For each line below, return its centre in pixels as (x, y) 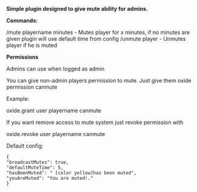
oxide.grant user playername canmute (54, 111)
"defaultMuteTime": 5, (35, 168)
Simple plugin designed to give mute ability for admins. (77, 9)
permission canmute (32, 87)
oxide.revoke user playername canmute (56, 134)
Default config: (25, 146)
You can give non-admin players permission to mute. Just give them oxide (99, 81)
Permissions (22, 57)
